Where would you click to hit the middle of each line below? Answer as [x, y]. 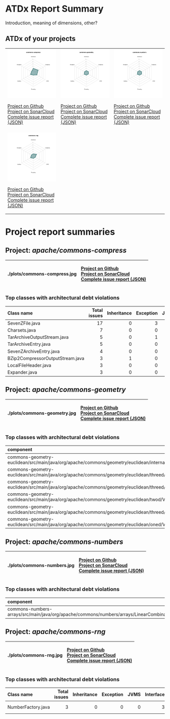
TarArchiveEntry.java [29, 344]
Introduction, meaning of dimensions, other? [51, 23]
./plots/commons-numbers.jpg [41, 565]
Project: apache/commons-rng [55, 632]
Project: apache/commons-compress [66, 250]
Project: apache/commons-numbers [64, 542]
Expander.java [22, 372]
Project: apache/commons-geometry [66, 390]
